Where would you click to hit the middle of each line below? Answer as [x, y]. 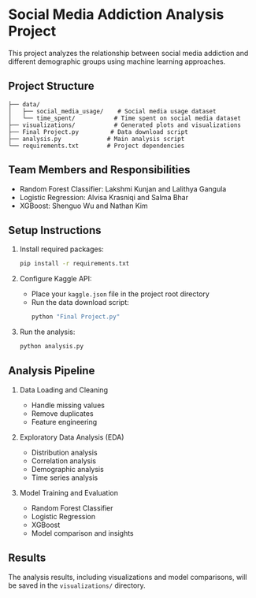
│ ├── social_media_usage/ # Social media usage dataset [112, 111]
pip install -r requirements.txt [74, 264]
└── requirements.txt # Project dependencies [96, 146]
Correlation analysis [64, 461]
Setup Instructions [55, 230]
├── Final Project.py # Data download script [98, 132]
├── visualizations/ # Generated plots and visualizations [125, 125]
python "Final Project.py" [76, 317]
